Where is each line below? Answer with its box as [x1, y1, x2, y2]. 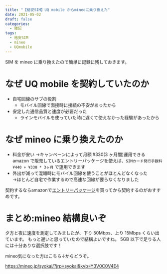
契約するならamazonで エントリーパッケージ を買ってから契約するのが [5, 187, 148, 193]
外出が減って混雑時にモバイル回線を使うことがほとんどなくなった [12, 170, 148, 176]
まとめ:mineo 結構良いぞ [5, 212, 107, 224]
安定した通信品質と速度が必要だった [12, 108, 87, 114]
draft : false [5, 16, 32, 21]
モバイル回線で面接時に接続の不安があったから [19, 102, 116, 108]
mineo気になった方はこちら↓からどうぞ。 [5, 253, 92, 259]
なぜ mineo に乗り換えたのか [5, 133, 123, 145]
